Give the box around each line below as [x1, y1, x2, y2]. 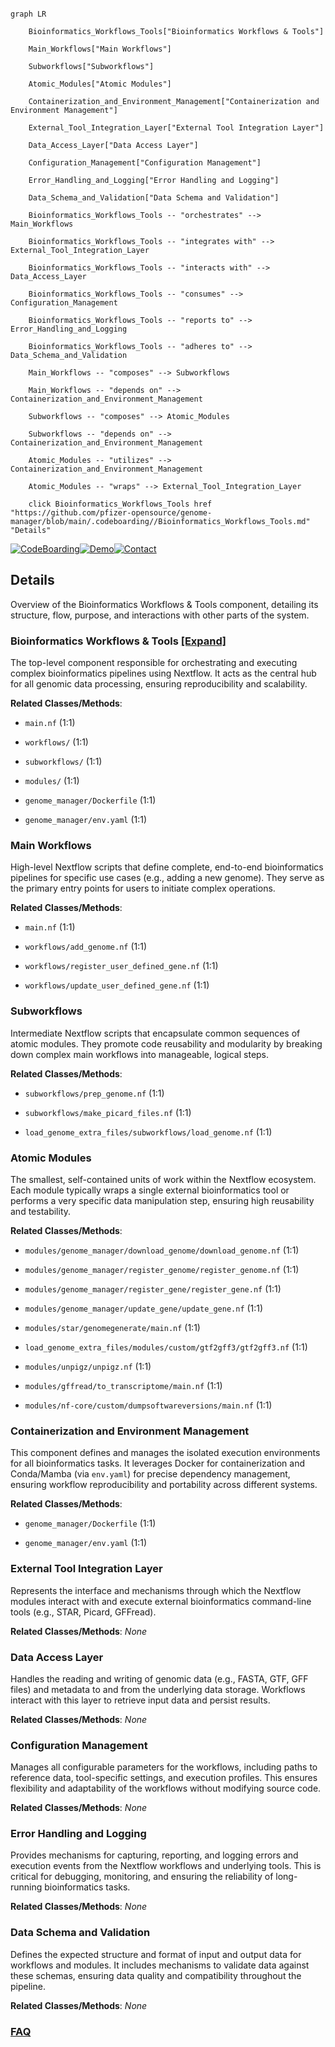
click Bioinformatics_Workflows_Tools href [28, 499, 213, 509]
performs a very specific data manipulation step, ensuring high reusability [10, 1195, 315, 1206]
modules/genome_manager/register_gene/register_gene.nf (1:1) [24, 1283, 282, 1295]
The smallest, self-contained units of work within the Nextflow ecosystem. [10, 1174, 317, 1185]
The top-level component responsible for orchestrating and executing [10, 657, 298, 669]
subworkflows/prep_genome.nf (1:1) [24, 1087, 165, 1099]
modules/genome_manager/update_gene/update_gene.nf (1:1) [24, 1302, 264, 1314]
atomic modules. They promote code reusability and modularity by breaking [10, 1037, 323, 1050]
